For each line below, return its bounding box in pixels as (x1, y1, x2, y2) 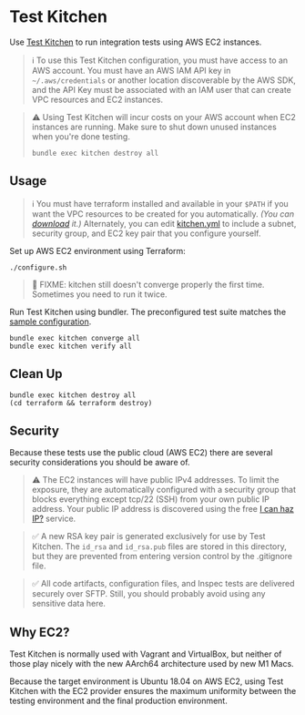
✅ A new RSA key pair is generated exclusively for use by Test (31, 531, 266, 542)
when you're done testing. (31, 130, 130, 142)
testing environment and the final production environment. (9, 695, 228, 707)
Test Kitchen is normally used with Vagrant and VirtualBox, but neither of (9, 649, 282, 659)
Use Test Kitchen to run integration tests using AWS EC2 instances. (9, 36, 262, 47)
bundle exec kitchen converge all (9, 333, 141, 342)
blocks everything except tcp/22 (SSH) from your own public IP (31, 494, 270, 505)
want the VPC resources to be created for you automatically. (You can (31, 208, 294, 220)
